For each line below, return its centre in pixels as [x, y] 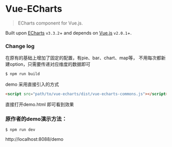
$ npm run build [23, 74]
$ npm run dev [20, 130]
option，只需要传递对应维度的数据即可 [50, 64]
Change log [20, 46]
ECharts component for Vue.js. [50, 23]
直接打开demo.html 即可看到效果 [40, 104]
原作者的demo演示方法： [36, 119]
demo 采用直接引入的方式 [32, 84]
